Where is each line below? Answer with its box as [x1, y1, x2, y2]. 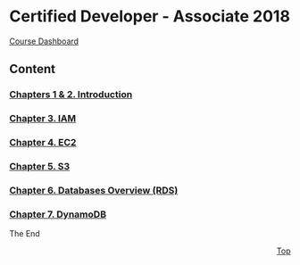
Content [9, 62, 56, 77]
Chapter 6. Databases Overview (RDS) [9, 184, 179, 196]
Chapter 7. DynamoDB [9, 208, 107, 220]
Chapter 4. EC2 [9, 137, 77, 149]
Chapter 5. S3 [9, 161, 71, 173]
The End [9, 228, 40, 239]
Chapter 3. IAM [9, 112, 77, 125]
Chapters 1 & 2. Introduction [9, 88, 133, 101]
